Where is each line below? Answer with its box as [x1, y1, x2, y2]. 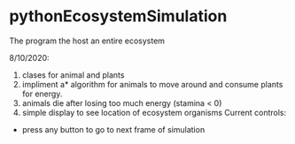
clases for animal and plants [21, 69, 125, 80]
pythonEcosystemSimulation [9, 6, 228, 27]
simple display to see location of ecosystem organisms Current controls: [21, 107, 286, 117]
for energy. [21, 88, 63, 99]
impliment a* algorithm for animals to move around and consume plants [21, 79, 283, 89]
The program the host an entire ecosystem [9, 35, 166, 46]
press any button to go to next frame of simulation [21, 124, 206, 134]
